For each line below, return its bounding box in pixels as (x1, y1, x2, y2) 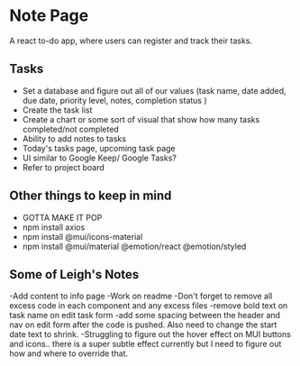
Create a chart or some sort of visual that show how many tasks (22, 114, 260, 124)
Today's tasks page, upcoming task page (22, 142, 176, 153)
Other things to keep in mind (9, 188, 172, 204)
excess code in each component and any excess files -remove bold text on (9, 300, 288, 311)
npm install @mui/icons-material (22, 231, 143, 242)
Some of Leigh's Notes (9, 267, 140, 282)
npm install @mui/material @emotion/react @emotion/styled (22, 241, 247, 252)
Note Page (9, 5, 89, 26)
